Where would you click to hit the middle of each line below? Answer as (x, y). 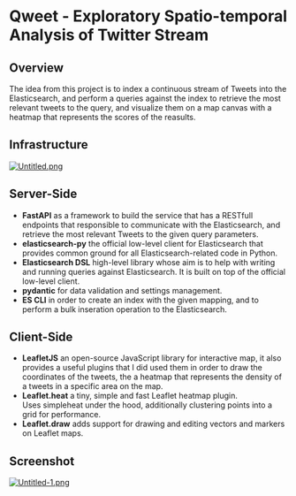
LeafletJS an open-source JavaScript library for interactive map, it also (152, 358)
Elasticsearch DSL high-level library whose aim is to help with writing (148, 262)
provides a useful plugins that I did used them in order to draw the (142, 368)
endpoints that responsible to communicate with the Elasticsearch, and (151, 225)
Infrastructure (49, 145)
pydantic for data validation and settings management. (122, 290)
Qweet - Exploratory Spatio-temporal (148, 16)
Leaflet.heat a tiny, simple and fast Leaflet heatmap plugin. (130, 396)
